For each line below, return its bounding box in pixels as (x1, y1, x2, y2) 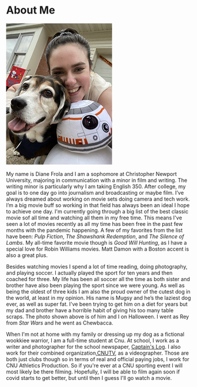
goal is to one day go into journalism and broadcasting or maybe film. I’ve (6, 189, 184, 196)
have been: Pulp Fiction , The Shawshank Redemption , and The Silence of (6, 233, 184, 240)
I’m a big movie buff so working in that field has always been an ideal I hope (6, 201, 190, 209)
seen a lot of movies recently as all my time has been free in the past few (6, 220, 183, 227)
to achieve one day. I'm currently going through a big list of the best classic (6, 208, 189, 215)
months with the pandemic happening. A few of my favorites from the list (6, 226, 183, 233)
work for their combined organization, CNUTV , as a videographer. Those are (6, 349, 189, 356)
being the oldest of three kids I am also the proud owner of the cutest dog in (6, 288, 191, 295)
